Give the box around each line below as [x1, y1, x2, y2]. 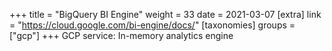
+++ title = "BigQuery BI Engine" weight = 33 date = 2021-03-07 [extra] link [9, 9, 322, 20]
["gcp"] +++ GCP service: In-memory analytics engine [9, 30, 234, 41]
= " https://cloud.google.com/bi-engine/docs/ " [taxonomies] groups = [9, 19, 296, 31]
